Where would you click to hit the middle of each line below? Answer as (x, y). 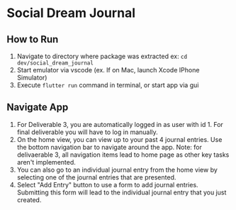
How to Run (33, 39)
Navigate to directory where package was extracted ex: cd (102, 56)
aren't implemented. (46, 162)
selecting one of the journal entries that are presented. (96, 177)
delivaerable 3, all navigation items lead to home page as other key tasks (123, 155)
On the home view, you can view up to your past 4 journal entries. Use (119, 139)
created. (29, 199)
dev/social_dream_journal (55, 63)
